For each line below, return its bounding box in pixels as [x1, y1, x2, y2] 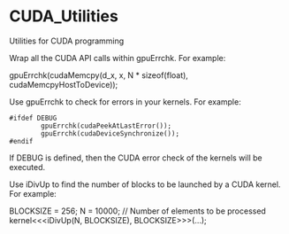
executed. [9, 161, 46, 172]
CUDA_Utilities [9, 6, 119, 27]
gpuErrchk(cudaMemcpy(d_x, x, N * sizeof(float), [9, 69, 188, 81]
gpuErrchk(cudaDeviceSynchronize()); [41, 129, 179, 138]
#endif [9, 136, 34, 145]
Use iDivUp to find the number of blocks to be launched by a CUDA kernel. [9, 179, 281, 190]
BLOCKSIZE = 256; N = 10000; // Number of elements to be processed [9, 206, 267, 216]
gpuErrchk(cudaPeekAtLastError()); [41, 121, 172, 130]
